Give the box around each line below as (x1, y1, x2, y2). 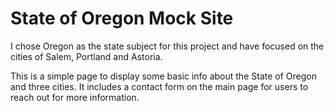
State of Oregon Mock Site (10, 7, 234, 30)
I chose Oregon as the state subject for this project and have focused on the (10, 40, 325, 52)
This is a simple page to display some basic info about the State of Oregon (10, 70, 317, 82)
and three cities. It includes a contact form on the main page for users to (10, 80, 309, 92)
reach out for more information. (10, 91, 140, 103)
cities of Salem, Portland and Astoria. (10, 50, 163, 62)
